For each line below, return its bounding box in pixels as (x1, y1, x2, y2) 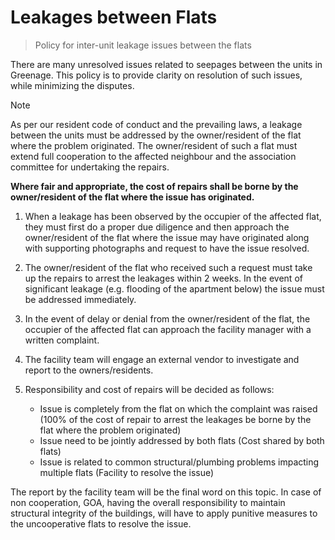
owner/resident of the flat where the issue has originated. (10, 191, 255, 203)
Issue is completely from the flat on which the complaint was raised (39, 402, 318, 415)
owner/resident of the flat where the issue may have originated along (24, 231, 310, 243)
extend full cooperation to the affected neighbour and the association (10, 150, 297, 162)
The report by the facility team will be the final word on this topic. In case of (10, 486, 322, 498)
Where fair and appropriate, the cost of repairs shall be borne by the (10, 180, 299, 192)
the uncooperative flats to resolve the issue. (10, 517, 192, 530)
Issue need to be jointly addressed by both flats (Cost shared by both (39, 434, 325, 446)
